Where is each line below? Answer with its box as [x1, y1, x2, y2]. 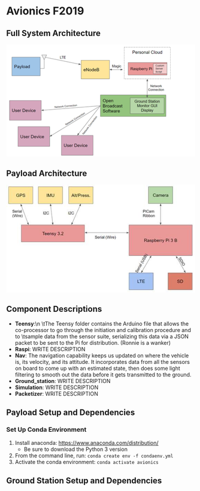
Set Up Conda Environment [6, 426, 87, 434]
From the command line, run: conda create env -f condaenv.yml [14, 451, 174, 459]
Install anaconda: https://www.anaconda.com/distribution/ [14, 439, 159, 446]
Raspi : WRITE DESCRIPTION [14, 345, 86, 353]
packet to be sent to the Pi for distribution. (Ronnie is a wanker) [14, 339, 171, 346]
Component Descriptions [6, 304, 102, 314]
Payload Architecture [6, 168, 87, 179]
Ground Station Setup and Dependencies [6, 475, 162, 486]
